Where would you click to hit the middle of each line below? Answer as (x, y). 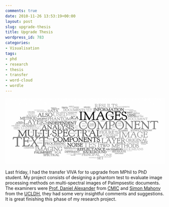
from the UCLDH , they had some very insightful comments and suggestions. (85, 193)
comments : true (21, 11)
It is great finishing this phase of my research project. (61, 199)
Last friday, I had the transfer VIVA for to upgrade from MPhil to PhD (76, 172)
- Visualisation (22, 48)
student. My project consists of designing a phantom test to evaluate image (84, 177)
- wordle (14, 86)
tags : (11, 53)
